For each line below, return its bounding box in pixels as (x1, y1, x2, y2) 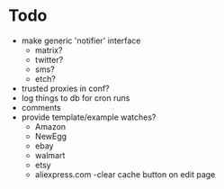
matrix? (34, 44, 63, 55)
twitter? (34, 54, 64, 65)
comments (21, 102, 61, 112)
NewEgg (34, 130, 67, 141)
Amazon (34, 121, 67, 131)
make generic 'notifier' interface (21, 35, 141, 46)
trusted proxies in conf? (21, 83, 110, 94)
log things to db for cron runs (21, 92, 130, 103)
